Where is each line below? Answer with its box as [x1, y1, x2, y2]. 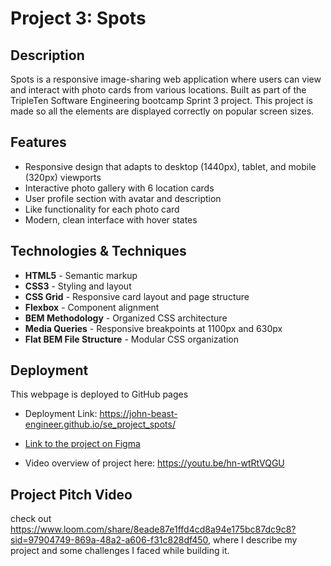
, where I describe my [208, 534, 298, 546]
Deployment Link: [24, 408, 98, 420]
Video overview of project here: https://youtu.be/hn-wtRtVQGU [24, 457, 285, 469]
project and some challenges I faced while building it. [10, 545, 230, 557]
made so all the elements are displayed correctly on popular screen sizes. [10, 105, 315, 117]
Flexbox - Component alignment [24, 301, 160, 313]
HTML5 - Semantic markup [24, 269, 138, 281]
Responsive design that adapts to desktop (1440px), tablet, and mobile [24, 160, 317, 172]
